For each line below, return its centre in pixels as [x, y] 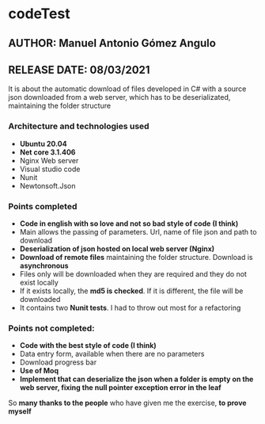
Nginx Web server [49, 160]
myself [20, 411]
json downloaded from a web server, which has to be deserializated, [119, 97]
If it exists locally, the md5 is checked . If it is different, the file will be [131, 291]
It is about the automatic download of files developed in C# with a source [127, 89]
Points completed [43, 206]
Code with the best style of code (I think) [88, 346]
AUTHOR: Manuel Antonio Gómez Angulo [112, 43]
